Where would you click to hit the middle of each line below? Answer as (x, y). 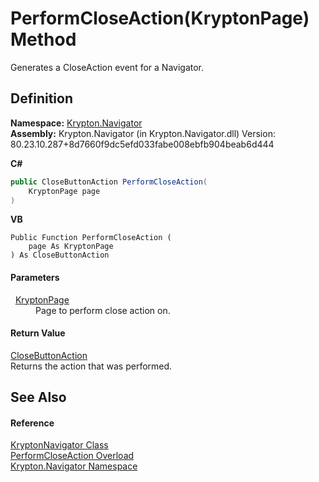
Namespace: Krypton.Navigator (76, 123)
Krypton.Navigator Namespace (74, 466)
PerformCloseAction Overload (72, 456)
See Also (38, 397)
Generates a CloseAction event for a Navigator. (107, 67)
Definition (41, 98)
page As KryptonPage (71, 247)
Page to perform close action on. (103, 310)
